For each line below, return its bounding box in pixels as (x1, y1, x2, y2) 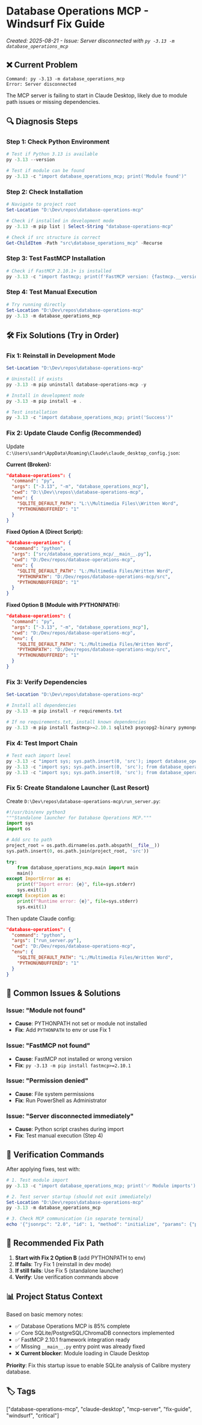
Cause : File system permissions (14, 1090, 94, 1097)
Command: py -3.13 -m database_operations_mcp (6, 75, 125, 82)
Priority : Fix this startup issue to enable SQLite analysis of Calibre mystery (6, 1362, 191, 1369)
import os (6, 826, 31, 832)
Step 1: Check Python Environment (6, 138, 110, 146)
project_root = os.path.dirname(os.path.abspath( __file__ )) (6, 842, 161, 849)
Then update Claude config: (6, 915, 76, 922)
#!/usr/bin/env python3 (6, 809, 66, 815)
